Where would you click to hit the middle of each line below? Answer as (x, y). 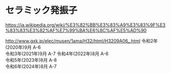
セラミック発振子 (42, 10)
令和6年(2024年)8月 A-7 (31, 66)
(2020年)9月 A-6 (23, 47)
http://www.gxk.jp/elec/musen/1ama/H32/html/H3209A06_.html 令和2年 (82, 41)
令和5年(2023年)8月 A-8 (31, 60)
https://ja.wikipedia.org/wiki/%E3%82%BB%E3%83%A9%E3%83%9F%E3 (85, 25)
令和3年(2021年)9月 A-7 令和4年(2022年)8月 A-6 (57, 54)
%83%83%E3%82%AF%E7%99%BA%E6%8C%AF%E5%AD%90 (76, 30)
